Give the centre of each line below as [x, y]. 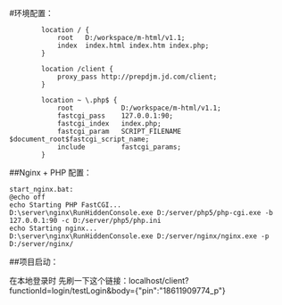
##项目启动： [34, 262]
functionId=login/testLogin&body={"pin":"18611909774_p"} [117, 291]
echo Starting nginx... [54, 228]
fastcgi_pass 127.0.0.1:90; [115, 116]
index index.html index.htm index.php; [133, 45]
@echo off [28, 197]
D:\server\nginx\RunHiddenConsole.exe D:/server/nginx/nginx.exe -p [139, 236]
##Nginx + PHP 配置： [50, 173]
